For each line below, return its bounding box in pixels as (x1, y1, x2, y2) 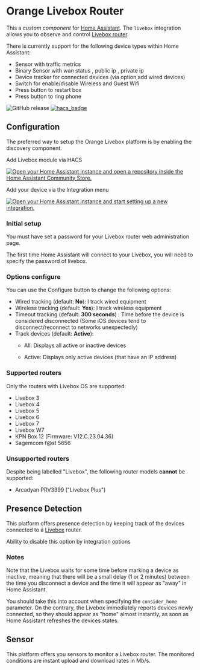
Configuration (6, 122, 60, 132)
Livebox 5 (14, 407, 40, 414)
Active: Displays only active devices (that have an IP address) (23, 354, 177, 361)
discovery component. (6, 144, 62, 152)
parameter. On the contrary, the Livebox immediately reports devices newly (6, 604, 193, 611)
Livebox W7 (14, 426, 45, 434)
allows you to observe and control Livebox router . (6, 30, 129, 37)
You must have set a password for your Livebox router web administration (6, 233, 190, 240)
